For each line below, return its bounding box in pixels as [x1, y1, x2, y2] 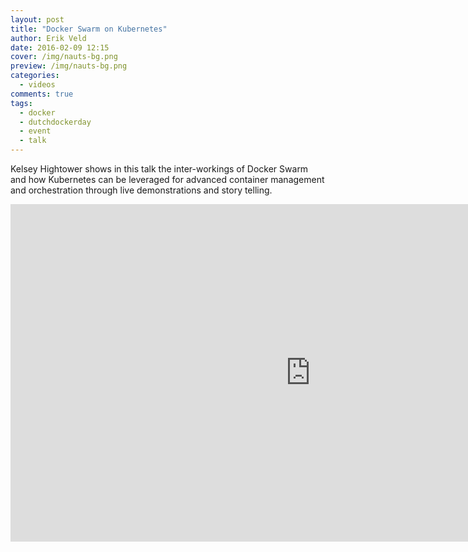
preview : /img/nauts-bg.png [10, 61, 128, 71]
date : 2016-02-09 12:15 [10, 42, 110, 53]
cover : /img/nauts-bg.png [10, 52, 118, 62]
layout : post [10, 14, 65, 25]
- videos [19, 80, 56, 90]
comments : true [10, 89, 74, 99]
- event [19, 126, 52, 136]
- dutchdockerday [19, 117, 92, 127]
